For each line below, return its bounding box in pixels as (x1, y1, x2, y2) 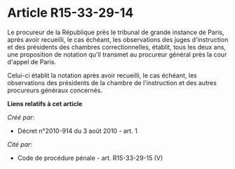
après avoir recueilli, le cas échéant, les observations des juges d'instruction (7, 35, 229, 43)
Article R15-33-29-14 (7, 5, 134, 21)
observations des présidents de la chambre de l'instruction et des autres (7, 78, 217, 87)
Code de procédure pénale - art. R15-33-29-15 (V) (17, 154, 163, 162)
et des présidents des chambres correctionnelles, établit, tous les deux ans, (7, 43, 227, 51)
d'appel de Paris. (7, 57, 56, 66)
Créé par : (7, 113, 35, 122)
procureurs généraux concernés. (7, 86, 103, 94)
